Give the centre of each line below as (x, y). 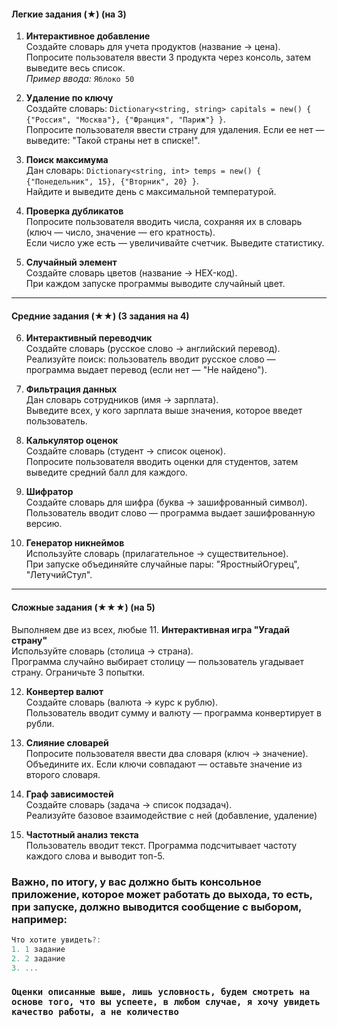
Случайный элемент (71, 262)
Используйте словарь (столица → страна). (102, 651)
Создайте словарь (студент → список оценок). (125, 451)
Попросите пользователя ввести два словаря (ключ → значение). (167, 753)
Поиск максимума (67, 160)
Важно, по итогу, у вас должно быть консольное (136, 882)
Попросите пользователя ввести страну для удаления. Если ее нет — (175, 130)
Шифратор (49, 492)
